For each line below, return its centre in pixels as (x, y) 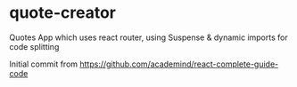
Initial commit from (44, 64)
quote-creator (62, 13)
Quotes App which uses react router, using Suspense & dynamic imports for (148, 37)
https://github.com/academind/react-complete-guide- (179, 64)
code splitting (34, 46)
